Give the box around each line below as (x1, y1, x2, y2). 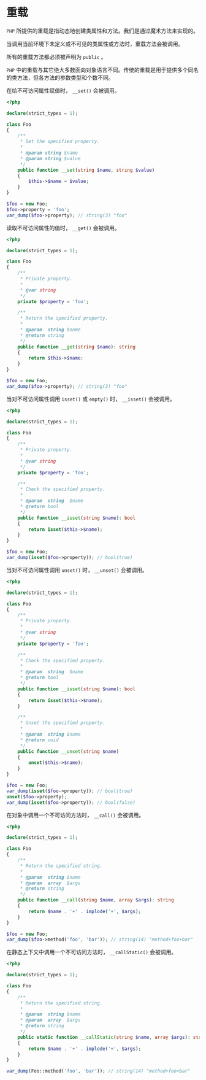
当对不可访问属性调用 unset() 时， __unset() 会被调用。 (6, 566, 148, 574)
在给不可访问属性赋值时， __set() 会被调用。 (6, 87, 120, 94)
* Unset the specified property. (20, 720, 105, 726)
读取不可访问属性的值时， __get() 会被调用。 (6, 224, 120, 231)
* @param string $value (20, 155, 81, 161)
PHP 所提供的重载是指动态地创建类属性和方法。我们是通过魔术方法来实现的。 (6, 27, 199, 34)
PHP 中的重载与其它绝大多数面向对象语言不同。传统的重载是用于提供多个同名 (6, 66, 199, 74)
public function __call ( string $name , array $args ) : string (17, 897, 174, 903)
